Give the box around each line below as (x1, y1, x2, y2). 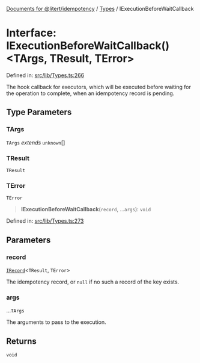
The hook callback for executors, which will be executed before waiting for (6, 83, 191, 90)
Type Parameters (6, 107, 72, 117)
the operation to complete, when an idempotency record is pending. (6, 90, 175, 97)
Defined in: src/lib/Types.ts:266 (6, 72, 85, 79)
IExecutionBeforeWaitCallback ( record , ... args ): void (20, 206, 151, 213)
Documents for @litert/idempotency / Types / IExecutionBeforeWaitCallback (6, 5, 194, 12)
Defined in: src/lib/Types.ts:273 (6, 217, 84, 225)
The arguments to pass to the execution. (6, 318, 106, 326)
